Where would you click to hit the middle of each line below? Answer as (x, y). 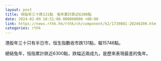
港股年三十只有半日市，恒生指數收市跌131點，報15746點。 (64, 43)
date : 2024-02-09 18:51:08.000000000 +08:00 (52, 19)
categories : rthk (23, 28)
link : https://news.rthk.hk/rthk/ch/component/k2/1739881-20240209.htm (80, 24)
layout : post (19, 10)
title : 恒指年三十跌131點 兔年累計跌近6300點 (48, 14)
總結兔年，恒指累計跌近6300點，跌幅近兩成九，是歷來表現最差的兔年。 (78, 54)
